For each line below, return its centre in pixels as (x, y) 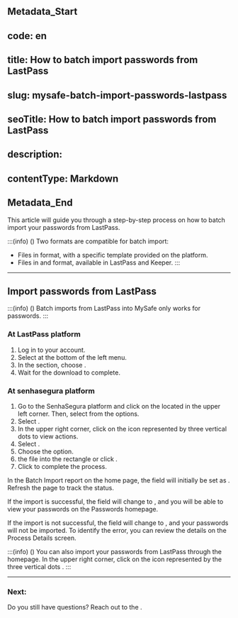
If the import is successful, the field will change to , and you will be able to (115, 501)
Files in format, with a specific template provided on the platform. (113, 255)
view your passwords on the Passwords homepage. (83, 509)
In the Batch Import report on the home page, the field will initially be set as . (119, 480)
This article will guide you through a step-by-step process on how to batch (116, 220)
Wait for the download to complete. (69, 373)
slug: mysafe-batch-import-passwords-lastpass (117, 95)
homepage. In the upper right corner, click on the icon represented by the (114, 559)
